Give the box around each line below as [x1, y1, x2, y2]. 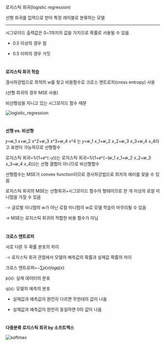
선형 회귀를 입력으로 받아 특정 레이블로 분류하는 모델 [5, 15, 105, 21]
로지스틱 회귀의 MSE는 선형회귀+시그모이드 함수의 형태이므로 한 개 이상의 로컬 [5, 188, 155, 194]
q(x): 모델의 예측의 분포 [5, 286, 50, 291]
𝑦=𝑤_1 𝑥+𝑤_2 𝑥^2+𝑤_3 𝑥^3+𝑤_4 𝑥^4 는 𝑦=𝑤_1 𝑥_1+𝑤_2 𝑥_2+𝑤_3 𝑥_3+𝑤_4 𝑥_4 [5, 138, 156, 144]
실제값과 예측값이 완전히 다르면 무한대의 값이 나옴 [12, 296, 107, 302]
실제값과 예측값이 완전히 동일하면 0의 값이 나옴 [12, 306, 102, 312]
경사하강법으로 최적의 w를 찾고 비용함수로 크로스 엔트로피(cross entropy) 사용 [5, 79, 155, 85]
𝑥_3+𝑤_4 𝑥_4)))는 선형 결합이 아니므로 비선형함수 [5, 161, 100, 167]
